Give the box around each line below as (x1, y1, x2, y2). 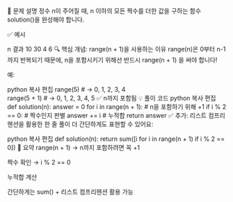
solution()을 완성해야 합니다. (7, 15, 85, 24)
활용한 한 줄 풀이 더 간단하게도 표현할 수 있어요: (25, 120, 154, 128)
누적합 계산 (7, 173, 38, 181)
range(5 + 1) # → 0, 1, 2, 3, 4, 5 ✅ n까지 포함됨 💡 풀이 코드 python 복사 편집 (7, 94, 217, 102)
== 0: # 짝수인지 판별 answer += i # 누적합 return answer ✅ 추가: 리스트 (7, 111, 207, 119)
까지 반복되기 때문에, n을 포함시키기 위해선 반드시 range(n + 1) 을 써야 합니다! (7, 56, 218, 64)
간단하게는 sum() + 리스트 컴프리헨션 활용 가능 (7, 187, 134, 196)
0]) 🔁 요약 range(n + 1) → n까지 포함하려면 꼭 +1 (7, 144, 140, 151)
